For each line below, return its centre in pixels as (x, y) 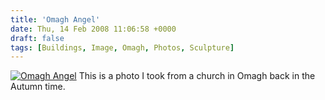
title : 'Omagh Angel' (55, 19)
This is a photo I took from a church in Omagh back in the (197, 76)
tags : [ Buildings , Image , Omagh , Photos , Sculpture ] (122, 47)
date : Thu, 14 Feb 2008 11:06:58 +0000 (93, 29)
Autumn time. (38, 87)
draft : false (37, 38)
